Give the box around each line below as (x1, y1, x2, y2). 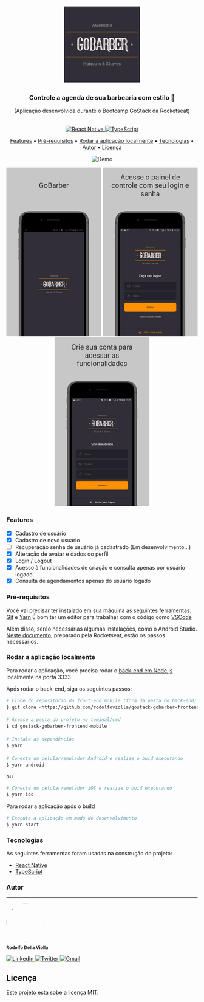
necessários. (6, 638, 38, 645)
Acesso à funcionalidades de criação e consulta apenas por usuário (15, 564, 185, 572)
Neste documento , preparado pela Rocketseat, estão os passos (6, 631, 166, 638)
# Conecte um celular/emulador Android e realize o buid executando (6, 755, 183, 761)
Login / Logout (15, 557, 52, 565)
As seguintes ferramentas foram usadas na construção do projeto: (6, 850, 172, 857)
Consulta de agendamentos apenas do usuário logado (15, 578, 151, 585)
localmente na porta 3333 (6, 673, 71, 680)
